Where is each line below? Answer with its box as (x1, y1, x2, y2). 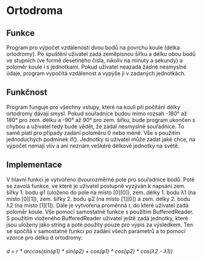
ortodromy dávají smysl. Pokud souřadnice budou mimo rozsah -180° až (6, 110, 187, 117)
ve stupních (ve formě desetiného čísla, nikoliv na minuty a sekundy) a (6, 57, 183, 64)
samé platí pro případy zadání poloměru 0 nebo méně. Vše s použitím (6, 129, 181, 137)
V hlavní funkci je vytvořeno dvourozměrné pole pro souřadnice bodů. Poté (6, 175, 195, 183)
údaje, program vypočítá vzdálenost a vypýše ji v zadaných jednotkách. (6, 70, 186, 76)
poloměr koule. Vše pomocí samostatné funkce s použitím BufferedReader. (6, 208, 194, 215)
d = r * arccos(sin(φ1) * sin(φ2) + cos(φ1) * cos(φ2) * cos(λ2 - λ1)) (6, 248, 173, 255)
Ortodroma (6, 4, 63, 18)
